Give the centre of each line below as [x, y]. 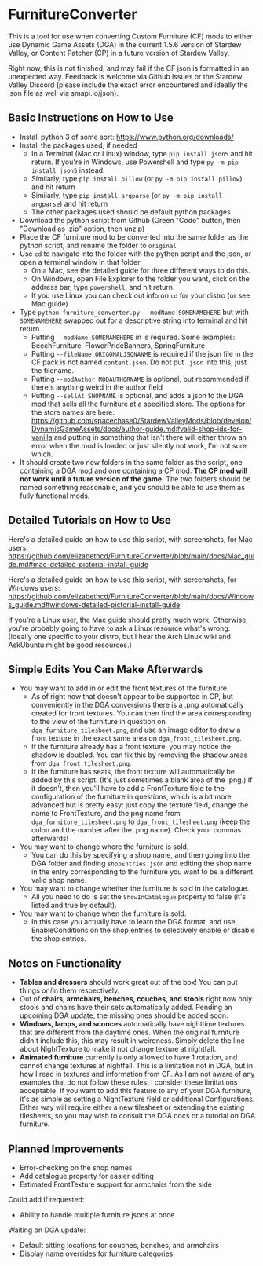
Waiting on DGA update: [47, 1230]
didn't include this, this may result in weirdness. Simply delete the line [132, 1041]
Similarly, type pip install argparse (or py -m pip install [126, 195]
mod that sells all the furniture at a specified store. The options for [138, 404]
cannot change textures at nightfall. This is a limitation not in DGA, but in [136, 1066]
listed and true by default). [74, 906]
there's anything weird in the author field [97, 387]
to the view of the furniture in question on [99, 722]
